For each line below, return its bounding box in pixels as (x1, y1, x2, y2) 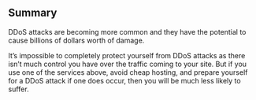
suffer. (8, 84, 29, 94)
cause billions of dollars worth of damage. (8, 35, 145, 45)
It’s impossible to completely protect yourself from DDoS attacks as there (8, 50, 246, 60)
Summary (8, 6, 58, 20)
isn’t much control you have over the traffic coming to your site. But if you (8, 59, 247, 69)
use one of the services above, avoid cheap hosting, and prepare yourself (8, 67, 248, 77)
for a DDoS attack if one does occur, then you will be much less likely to (8, 76, 242, 85)
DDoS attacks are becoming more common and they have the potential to (8, 27, 247, 36)
